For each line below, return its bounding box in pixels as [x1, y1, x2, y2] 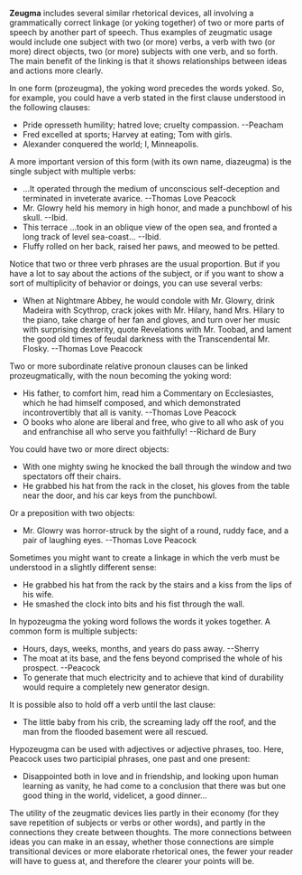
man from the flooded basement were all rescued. [22, 727, 209, 737]
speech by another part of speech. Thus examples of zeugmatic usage [9, 27, 273, 37]
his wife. [22, 589, 54, 599]
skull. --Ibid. [22, 212, 69, 222]
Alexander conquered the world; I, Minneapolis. [22, 139, 199, 149]
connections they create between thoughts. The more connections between [9, 827, 292, 837]
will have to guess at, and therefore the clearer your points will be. [9, 856, 255, 866]
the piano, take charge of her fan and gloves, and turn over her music [22, 315, 281, 325]
